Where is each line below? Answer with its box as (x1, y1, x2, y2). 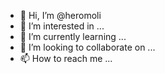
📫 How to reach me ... (19, 53, 113, 64)
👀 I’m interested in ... (19, 20, 105, 32)
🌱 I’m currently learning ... (19, 31, 127, 42)
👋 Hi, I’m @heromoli (19, 10, 102, 21)
